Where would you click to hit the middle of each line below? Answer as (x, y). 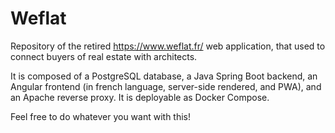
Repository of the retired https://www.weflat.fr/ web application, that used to (168, 46)
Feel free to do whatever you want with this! (101, 116)
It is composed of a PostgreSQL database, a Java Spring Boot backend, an (164, 76)
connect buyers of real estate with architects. (104, 56)
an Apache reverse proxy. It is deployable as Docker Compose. (140, 97)
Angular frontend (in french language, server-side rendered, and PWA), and (166, 86)
